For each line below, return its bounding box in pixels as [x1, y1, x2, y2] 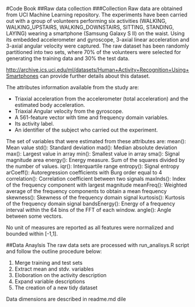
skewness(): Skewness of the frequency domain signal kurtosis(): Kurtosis [6, 194, 185, 201]
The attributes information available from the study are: [6, 84, 139, 90]
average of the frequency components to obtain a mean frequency [6, 188, 167, 194]
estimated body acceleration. [14, 102, 85, 108]
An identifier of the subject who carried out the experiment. [14, 126, 158, 133]
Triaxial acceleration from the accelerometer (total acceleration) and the [14, 95, 189, 102]
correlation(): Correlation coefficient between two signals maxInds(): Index [6, 176, 186, 182]
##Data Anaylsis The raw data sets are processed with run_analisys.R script [6, 242, 189, 248]
